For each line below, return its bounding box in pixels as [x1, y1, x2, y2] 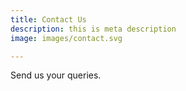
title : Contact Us [10, 14, 87, 25]
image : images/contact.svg [10, 33, 123, 43]
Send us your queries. [10, 69, 102, 81]
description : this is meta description [10, 24, 177, 34]
